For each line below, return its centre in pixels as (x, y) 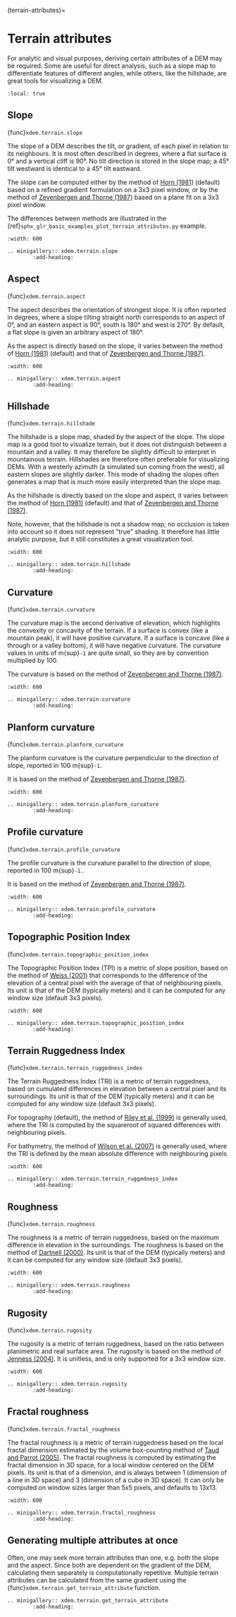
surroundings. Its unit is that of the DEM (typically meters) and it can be (111, 1096)
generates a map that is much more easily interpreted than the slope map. (114, 482)
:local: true (26, 94)
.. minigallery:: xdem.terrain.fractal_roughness (82, 1513)
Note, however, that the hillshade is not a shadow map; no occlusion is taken (118, 524)
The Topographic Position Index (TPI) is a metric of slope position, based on (118, 968)
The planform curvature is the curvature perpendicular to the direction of (113, 758)
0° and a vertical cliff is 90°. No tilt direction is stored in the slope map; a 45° (118, 161)
